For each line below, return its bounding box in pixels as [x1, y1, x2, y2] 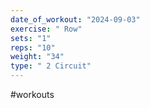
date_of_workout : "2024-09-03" [10, 14, 141, 25]
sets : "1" [10, 33, 52, 43]
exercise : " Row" [10, 24, 83, 34]
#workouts [10, 89, 55, 100]
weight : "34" [10, 52, 65, 62]
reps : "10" [10, 42, 56, 53]
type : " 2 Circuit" [10, 61, 92, 71]
